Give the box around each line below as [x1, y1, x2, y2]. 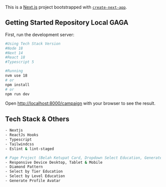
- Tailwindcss [5, 141, 35, 146]
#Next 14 [5, 50, 23, 55]
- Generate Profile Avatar [5, 178, 61, 183]
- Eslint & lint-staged [5, 146, 54, 151]
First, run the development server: [5, 32, 75, 38]
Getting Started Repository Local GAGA [5, 18, 128, 27]
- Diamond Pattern [5, 164, 43, 170]
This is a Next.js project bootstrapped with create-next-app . [5, 4, 127, 10]
